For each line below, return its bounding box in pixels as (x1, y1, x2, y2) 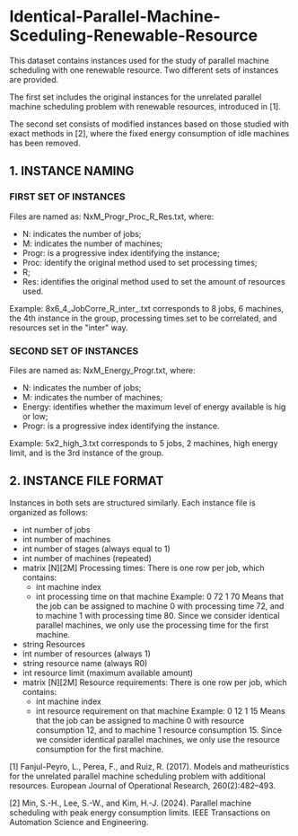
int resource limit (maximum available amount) (22, 667, 194, 678)
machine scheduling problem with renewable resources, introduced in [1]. (9, 101, 281, 111)
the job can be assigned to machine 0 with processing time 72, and (35, 600, 285, 612)
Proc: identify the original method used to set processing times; (22, 257, 258, 268)
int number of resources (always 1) (22, 648, 151, 659)
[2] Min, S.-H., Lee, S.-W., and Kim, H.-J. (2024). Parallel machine (9, 797, 252, 808)
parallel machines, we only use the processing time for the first (35, 620, 269, 630)
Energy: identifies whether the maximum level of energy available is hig (22, 401, 286, 412)
